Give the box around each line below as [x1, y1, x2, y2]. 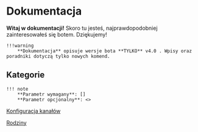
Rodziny [6, 119, 27, 126]
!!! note [6, 86, 29, 92]
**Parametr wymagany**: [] [17, 91, 86, 97]
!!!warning [6, 43, 34, 49]
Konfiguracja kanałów [6, 107, 61, 114]
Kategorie [6, 70, 45, 80]
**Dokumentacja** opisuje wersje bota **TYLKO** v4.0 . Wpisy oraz [17, 47, 192, 54]
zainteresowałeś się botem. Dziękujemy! [6, 30, 108, 38]
